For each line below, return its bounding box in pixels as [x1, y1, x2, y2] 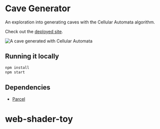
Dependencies [5, 83, 50, 91]
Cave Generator [5, 3, 71, 14]
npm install [5, 65, 29, 70]
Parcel [12, 96, 25, 102]
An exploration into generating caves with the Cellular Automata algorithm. [5, 19, 155, 25]
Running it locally [5, 52, 59, 61]
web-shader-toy [5, 113, 73, 125]
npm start [5, 69, 25, 75]
